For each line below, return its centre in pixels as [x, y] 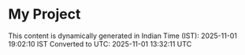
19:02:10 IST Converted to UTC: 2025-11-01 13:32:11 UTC [100, 43]
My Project [45, 14]
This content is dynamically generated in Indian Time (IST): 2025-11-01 [123, 36]
